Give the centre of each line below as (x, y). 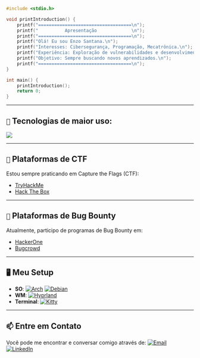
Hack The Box (32, 192)
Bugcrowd (27, 248)
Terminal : (27, 302)
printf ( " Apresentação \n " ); (81, 30)
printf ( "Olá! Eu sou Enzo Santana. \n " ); (68, 42)
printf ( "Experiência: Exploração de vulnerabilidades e (88, 53)
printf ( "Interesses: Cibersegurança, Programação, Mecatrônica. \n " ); (105, 47)
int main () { (22, 80)
